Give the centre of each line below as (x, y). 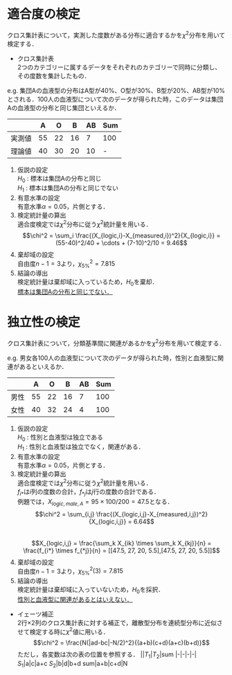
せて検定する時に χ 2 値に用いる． (63, 631)
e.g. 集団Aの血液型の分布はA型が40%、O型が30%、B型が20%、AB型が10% (116, 90)
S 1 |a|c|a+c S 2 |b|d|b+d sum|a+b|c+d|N (72, 664)
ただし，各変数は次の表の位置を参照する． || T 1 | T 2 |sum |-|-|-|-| (107, 655)
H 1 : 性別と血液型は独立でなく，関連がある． (81, 448)
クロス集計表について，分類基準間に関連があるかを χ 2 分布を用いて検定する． (116, 342)
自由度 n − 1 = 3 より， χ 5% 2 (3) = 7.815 (70, 571)
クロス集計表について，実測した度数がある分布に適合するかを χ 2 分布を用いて (116, 34)
